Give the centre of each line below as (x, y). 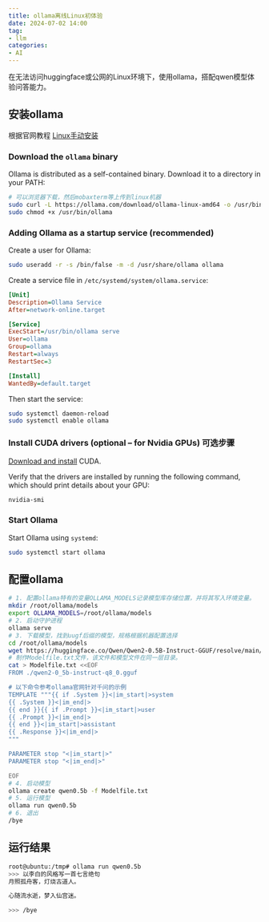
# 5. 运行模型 (29, 799)
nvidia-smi (26, 499)
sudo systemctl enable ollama (59, 421)
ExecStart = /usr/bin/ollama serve (64, 332)
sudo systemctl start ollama (57, 552)
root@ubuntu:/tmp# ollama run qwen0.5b (75, 867)
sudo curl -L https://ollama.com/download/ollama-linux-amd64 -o (119, 204)
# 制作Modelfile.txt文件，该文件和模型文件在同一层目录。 (95, 658)
